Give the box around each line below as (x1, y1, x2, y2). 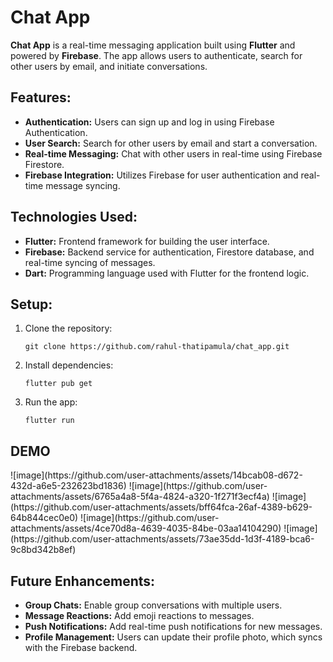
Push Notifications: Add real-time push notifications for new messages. (24, 621, 323, 632)
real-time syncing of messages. (24, 256, 156, 268)
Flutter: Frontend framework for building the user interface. (24, 235, 270, 247)
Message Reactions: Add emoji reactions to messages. (24, 610, 255, 621)
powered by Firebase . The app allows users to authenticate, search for (10, 49, 303, 61)
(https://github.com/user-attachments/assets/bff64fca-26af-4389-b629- (10, 501, 313, 513)
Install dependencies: (24, 359, 114, 371)
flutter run (24, 416, 75, 426)
